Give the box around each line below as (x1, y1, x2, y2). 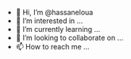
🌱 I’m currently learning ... (15, 25, 101, 33)
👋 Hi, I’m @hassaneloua (15, 8, 94, 17)
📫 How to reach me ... (15, 42, 90, 51)
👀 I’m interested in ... (15, 16, 83, 26)
